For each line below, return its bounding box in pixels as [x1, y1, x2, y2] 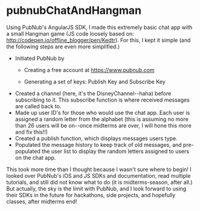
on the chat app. [15, 154, 56, 161]
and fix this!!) [15, 128, 48, 135]
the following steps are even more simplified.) [6, 43, 120, 50]
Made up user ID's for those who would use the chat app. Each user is [15, 109, 190, 116]
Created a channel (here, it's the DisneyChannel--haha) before [15, 89, 172, 97]
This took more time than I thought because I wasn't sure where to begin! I [6, 166, 192, 173]
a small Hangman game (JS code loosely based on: [6, 30, 134, 37]
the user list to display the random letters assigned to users [41, 148, 189, 155]
